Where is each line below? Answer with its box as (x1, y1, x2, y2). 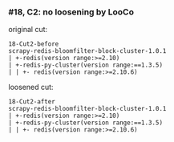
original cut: (8, 25, 48, 34)
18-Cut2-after (8, 98, 56, 106)
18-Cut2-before (8, 40, 59, 48)
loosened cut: (8, 83, 54, 92)
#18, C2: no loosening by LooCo (8, 6, 135, 18)
